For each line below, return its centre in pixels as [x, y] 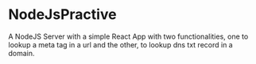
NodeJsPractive [62, 15]
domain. [21, 53]
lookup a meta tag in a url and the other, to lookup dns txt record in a [120, 44]
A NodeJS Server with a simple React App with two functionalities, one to [128, 36]
